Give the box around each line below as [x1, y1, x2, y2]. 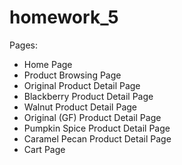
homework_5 [9, 6, 119, 29]
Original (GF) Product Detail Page [23, 111, 162, 123]
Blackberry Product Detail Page [23, 90, 154, 102]
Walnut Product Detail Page [23, 101, 137, 113]
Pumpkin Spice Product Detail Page [23, 122, 171, 134]
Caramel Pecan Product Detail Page [23, 132, 172, 145]
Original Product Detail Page [23, 79, 141, 91]
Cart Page [23, 143, 66, 155]
